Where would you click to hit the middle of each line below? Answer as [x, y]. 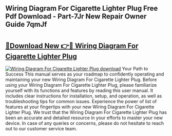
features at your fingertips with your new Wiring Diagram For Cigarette [80, 107]
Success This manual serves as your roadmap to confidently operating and [85, 74]
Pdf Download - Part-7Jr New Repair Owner [76, 17]
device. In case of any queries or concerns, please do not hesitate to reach [85, 123]
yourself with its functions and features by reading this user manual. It [79, 90]
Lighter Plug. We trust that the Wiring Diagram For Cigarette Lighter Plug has [86, 112]
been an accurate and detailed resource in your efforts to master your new [84, 118]
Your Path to [135, 69]
